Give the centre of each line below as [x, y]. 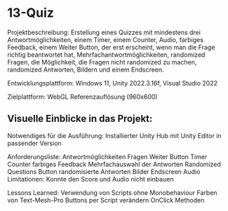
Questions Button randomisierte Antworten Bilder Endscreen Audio [104, 171]
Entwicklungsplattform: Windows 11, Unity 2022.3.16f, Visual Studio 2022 [112, 83]
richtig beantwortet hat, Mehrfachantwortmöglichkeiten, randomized [106, 55]
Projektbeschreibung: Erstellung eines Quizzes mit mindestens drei [104, 32]
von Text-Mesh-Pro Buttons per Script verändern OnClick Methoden [106, 200]
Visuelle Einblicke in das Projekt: [80, 119]
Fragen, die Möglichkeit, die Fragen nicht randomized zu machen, [102, 62]
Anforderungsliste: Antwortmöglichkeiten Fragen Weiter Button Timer [107, 156]
